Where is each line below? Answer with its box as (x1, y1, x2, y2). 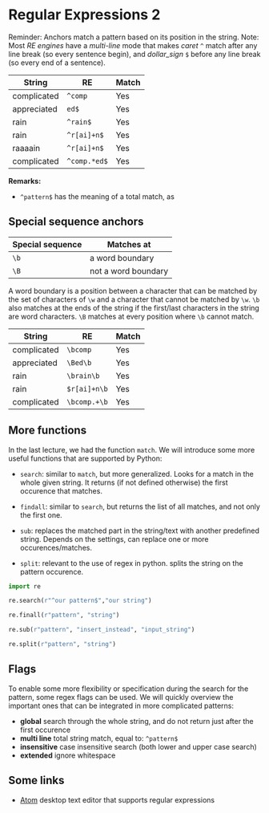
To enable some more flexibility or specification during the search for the (8, 684, 249, 693)
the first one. (19, 510, 62, 519)
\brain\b (66, 371, 100, 380)
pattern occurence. (19, 567, 84, 576)
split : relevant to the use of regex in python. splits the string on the (19, 558, 243, 567)
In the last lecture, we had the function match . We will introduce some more (8, 445, 255, 454)
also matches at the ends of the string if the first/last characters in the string (8, 303, 260, 312)
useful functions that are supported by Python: (8, 453, 163, 463)
